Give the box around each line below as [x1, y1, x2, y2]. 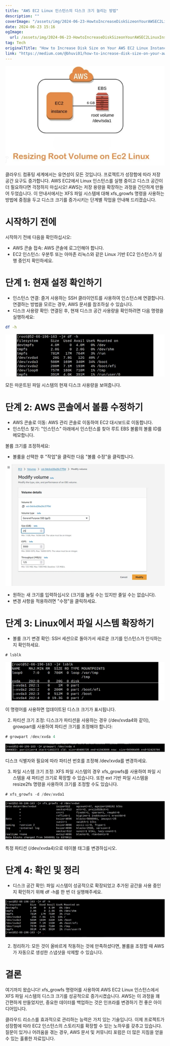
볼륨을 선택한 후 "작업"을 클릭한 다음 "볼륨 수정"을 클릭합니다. [12, 454, 135, 460]
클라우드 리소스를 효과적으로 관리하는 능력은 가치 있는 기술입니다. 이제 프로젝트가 [5, 1016, 165, 1022]
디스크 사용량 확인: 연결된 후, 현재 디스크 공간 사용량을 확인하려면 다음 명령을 [12, 307, 164, 314]
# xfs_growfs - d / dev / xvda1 [5, 792, 65, 797]
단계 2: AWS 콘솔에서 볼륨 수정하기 [5, 402, 143, 413]
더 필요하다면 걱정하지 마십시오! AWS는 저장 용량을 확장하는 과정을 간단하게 [5, 184, 154, 190]
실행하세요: [12, 314, 35, 320]
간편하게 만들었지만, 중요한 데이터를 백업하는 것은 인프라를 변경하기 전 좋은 [5, 999, 153, 1005]
